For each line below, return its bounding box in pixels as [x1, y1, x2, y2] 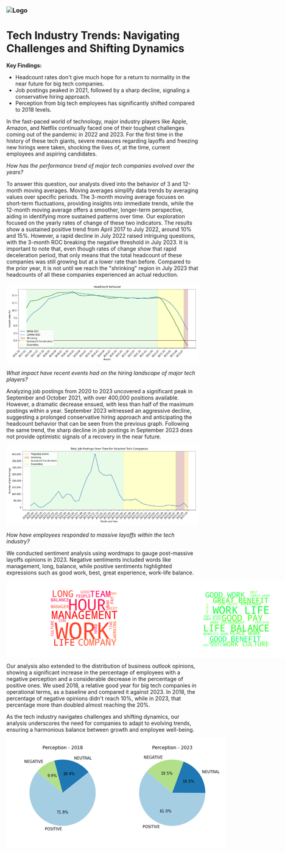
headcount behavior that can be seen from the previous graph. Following [6, 419, 189, 427]
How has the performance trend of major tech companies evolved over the [6, 162, 195, 169]
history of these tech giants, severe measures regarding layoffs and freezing [6, 137, 199, 145]
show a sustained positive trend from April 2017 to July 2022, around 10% [6, 226, 192, 233]
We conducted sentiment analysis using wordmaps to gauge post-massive [6, 549, 194, 557]
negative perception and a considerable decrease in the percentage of [6, 675, 184, 682]
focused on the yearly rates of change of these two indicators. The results [6, 219, 193, 226]
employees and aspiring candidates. [6, 150, 97, 157]
